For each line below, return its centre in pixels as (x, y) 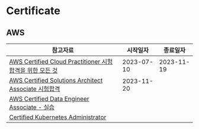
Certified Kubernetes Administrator (58, 117)
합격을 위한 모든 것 (33, 70)
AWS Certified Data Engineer (49, 99)
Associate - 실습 (32, 107)
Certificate (33, 11)
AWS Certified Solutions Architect (56, 80)
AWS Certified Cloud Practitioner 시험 (61, 62)
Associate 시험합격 (35, 89)
